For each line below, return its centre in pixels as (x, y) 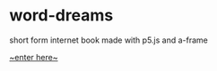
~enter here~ (34, 57)
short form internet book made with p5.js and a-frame (108, 40)
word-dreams (61, 16)
